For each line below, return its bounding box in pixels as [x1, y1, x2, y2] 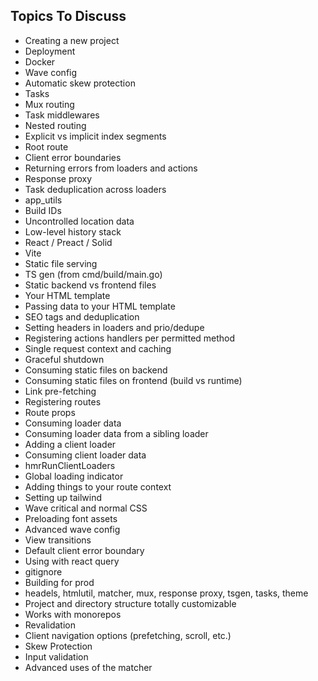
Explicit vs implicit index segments [24, 130, 167, 142]
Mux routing [24, 98, 75, 110]
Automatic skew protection [24, 77, 136, 89]
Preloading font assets [24, 512, 118, 524]
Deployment [24, 45, 76, 57]
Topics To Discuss [10, 8, 127, 25]
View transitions [24, 534, 92, 546]
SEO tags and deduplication [24, 310, 140, 323]
